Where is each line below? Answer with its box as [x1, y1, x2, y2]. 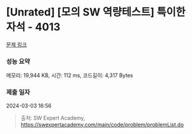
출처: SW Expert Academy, [20, 114, 85, 122]
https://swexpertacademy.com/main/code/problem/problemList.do [20, 121, 184, 128]
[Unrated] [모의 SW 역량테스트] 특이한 [6, 5, 185, 19]
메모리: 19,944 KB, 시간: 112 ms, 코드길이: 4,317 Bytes [6, 72, 133, 79]
